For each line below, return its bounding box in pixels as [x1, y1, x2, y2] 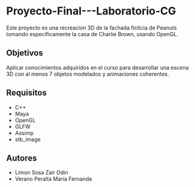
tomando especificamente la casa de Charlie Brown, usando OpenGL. [6, 30, 179, 37]
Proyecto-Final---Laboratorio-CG [6, 4, 176, 18]
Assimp [14, 129, 34, 136]
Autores [6, 153, 37, 163]
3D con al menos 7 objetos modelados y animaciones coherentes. [6, 70, 169, 78]
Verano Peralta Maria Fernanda [14, 176, 92, 183]
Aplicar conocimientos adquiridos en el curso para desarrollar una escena [6, 64, 189, 71]
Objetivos [6, 48, 43, 58]
